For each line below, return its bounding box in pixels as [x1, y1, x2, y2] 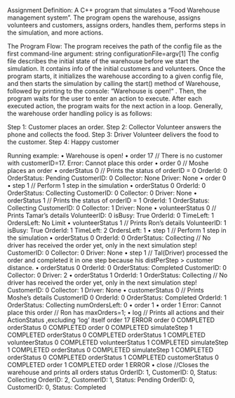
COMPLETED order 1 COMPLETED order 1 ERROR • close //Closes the [7, 361, 209, 368]
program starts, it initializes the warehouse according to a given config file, [7, 72, 224, 80]
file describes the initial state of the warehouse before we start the [7, 57, 200, 65]
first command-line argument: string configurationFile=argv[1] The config [7, 49, 220, 58]
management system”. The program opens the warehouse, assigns [7, 13, 201, 22]
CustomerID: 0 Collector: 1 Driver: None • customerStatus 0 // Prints [7, 286, 205, 294]
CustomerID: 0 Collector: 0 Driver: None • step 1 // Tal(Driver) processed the [7, 249, 228, 257]
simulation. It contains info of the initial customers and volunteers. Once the [7, 65, 226, 72]
